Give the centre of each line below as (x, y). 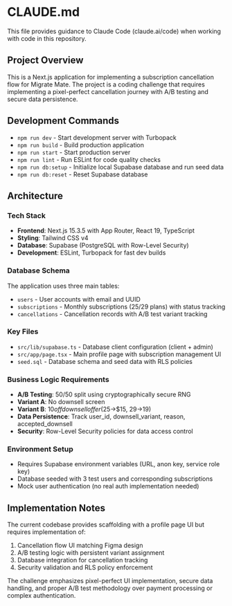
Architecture (35, 195)
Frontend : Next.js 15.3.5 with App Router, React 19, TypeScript (106, 231)
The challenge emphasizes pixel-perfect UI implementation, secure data (110, 581)
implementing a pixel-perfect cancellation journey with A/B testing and (108, 91)
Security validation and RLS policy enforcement (85, 567)
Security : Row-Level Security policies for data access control (105, 431)
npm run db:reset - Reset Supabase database (82, 174)
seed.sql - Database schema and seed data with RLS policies (105, 361)
